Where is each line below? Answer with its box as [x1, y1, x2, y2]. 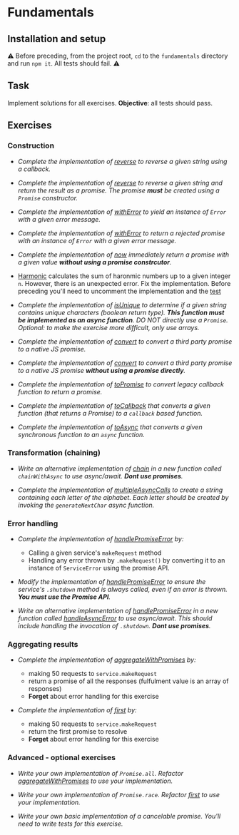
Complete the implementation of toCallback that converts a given [17, 401, 210, 410]
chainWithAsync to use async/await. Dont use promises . [17, 471, 183, 480]
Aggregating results [7, 640, 78, 650]
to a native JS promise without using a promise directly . [17, 366, 186, 374]
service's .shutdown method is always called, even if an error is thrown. [17, 585, 228, 594]
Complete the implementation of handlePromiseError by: [17, 535, 184, 543]
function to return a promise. [17, 387, 103, 396]
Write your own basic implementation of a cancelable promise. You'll [17, 811, 221, 820]
